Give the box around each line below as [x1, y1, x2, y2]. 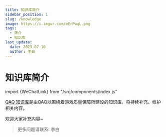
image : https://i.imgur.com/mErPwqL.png [5, 21, 91, 26]
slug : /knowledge [5, 16, 41, 21]
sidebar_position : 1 [5, 12, 48, 17]
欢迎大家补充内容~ [5, 116, 43, 122]
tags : [5, 26, 16, 31]
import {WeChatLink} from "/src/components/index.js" [5, 89, 117, 95]
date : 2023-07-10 [9, 44, 46, 49]
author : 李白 [9, 49, 35, 54]
